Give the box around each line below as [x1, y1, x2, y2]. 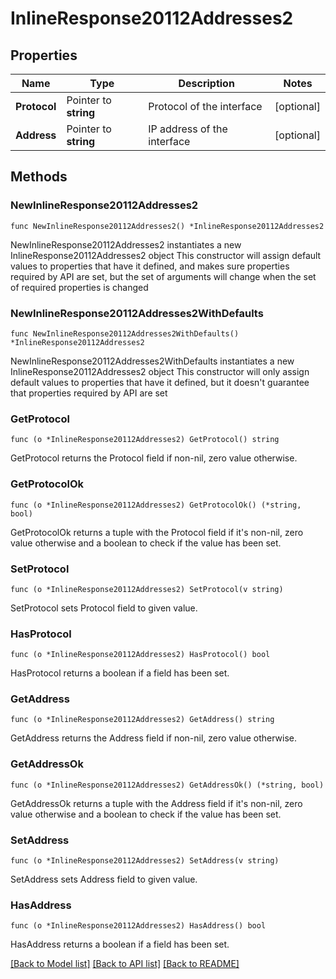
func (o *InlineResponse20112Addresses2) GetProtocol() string [10, 435, 280, 445]
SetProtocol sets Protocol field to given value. [10, 602, 198, 614]
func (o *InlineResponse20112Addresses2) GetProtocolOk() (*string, [10, 500, 302, 510]
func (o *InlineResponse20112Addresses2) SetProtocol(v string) [10, 584, 284, 594]
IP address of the [148, 122, 228, 136]
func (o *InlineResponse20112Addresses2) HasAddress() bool [10, 921, 267, 931]
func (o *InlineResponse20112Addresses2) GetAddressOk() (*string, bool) [10, 780, 325, 790]
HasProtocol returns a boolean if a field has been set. [10, 667, 230, 679]
